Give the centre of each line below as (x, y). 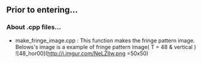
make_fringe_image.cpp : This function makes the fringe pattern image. (105, 40)
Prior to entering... (42, 10)
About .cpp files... (34, 27)
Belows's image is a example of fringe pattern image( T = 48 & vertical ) (106, 47)
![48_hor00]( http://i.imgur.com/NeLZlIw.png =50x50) (82, 53)
